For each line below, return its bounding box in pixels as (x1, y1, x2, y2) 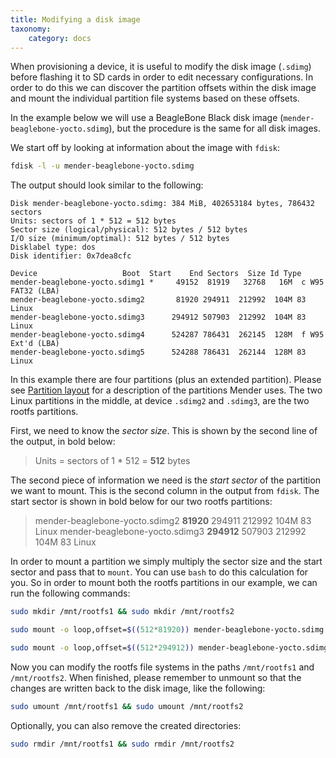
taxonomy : (10, 24, 52, 34)
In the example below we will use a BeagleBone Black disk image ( (10, 112, 284, 124)
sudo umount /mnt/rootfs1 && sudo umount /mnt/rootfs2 (10, 701, 244, 711)
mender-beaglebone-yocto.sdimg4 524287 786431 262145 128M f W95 (10, 330, 325, 340)
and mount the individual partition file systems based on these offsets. (10, 92, 300, 105)
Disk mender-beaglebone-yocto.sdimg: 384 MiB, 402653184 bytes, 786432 (10, 199, 315, 209)
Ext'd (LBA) (10, 339, 60, 349)
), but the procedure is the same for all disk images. (108, 122, 321, 135)
